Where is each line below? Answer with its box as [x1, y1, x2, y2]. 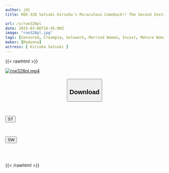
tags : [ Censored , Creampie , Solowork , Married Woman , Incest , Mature [5, 35, 154, 40]
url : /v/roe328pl [5, 21, 42, 26]
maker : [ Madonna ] [5, 40, 42, 45]
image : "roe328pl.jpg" [5, 31, 53, 36]
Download [69, 88, 100, 96]
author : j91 [5, 7, 30, 13]
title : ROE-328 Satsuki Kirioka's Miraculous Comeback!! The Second [5, 12, 152, 17]
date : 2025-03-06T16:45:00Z [5, 26, 64, 31]
